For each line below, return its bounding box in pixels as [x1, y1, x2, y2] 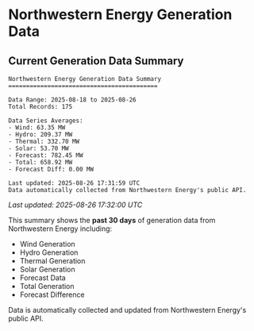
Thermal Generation [19, 256, 86, 265]
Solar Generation [19, 264, 75, 274]
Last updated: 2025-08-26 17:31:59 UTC [8, 179, 140, 187]
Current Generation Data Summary [8, 54, 184, 67]
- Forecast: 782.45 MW [8, 152, 83, 160]
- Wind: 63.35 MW [8, 124, 66, 132]
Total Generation [19, 282, 75, 291]
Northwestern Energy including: [8, 224, 113, 233]
